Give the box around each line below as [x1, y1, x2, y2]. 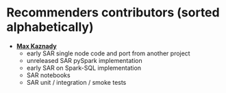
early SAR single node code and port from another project [26, 49, 190, 57]
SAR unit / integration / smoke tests [26, 78, 127, 86]
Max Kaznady [16, 42, 57, 50]
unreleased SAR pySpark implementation [26, 56, 142, 64]
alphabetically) [6, 19, 94, 35]
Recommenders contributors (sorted [6, 5, 220, 21]
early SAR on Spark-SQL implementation [26, 64, 142, 72]
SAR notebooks [26, 70, 71, 79]
